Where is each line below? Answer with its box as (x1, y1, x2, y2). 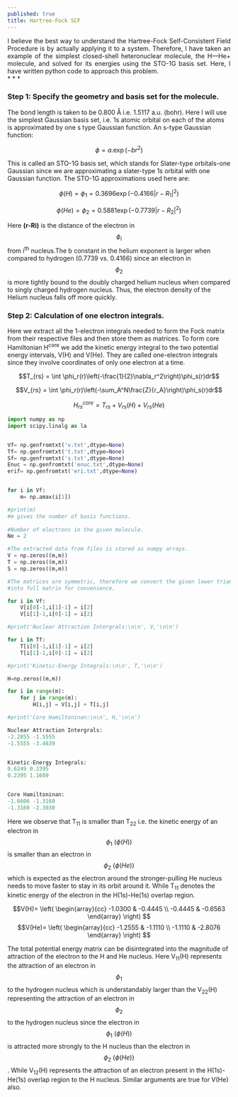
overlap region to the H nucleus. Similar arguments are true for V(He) (27, 1075, 229, 1084)
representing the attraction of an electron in (7, 994, 135, 1003)
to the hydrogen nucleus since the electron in (7, 1018, 140, 1027)
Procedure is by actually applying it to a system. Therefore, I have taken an (7, 44, 231, 53)
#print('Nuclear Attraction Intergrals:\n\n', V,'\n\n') (7, 624, 179, 631)
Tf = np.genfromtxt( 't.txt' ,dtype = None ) (7, 448, 125, 455)
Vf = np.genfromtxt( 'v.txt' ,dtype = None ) (7, 441, 125, 448)
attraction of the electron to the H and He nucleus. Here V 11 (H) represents (7, 952, 222, 962)
